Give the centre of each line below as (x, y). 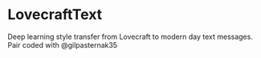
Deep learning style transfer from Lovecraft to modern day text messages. (130, 37)
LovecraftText (55, 15)
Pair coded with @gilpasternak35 (63, 44)
